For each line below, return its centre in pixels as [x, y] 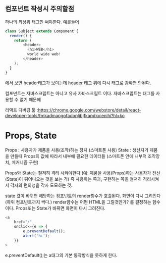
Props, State [31, 135]
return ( [23, 40]
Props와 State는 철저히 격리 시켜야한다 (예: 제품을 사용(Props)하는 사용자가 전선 [83, 173]
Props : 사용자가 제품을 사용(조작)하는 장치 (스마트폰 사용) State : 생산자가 [77, 150]
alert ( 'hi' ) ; [36, 236]
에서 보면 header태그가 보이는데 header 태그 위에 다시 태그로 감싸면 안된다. [78, 83]
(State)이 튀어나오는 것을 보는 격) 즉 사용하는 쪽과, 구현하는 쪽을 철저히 [74, 179]
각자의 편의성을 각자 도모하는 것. [41, 185]
